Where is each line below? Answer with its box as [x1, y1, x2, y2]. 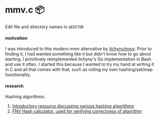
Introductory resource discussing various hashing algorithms [12, 103, 134, 109]
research [5, 83, 24, 89]
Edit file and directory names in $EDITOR [5, 23, 84, 30]
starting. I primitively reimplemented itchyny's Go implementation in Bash [5, 56, 152, 62]
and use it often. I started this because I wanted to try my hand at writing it [5, 61, 154, 67]
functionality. [5, 72, 32, 78]
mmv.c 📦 [5, 4, 45, 16]
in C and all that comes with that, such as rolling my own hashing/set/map [5, 67, 153, 73]
